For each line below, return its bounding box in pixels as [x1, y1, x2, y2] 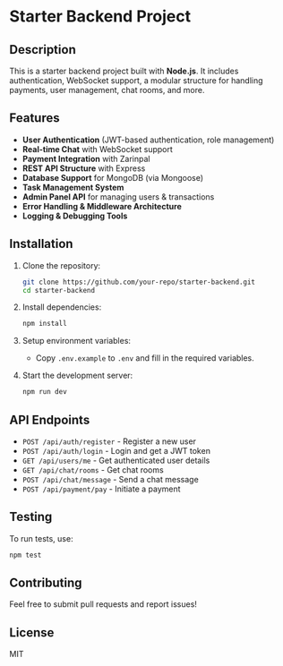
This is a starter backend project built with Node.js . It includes [9, 65, 239, 76]
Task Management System [21, 182, 124, 192]
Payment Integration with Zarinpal [21, 153, 150, 164]
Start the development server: [21, 370, 133, 381]
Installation [9, 236, 73, 252]
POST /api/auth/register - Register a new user [21, 436, 197, 447]
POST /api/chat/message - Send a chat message [21, 474, 199, 484]
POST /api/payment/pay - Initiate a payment [21, 483, 181, 494]
